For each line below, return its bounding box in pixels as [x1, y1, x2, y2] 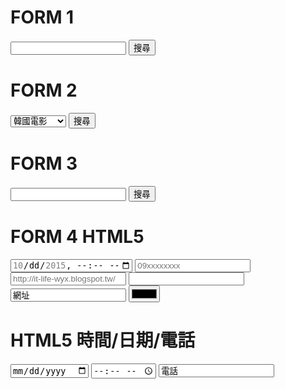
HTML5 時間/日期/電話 [10, 329, 196, 352]
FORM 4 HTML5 [10, 226, 145, 248]
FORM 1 [10, 6, 75, 29]
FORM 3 [10, 152, 78, 175]
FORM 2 [10, 79, 78, 102]
